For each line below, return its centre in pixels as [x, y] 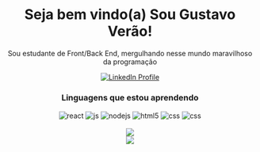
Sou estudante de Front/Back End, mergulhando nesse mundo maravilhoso [130, 53]
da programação [130, 62]
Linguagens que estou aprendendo [130, 97]
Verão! [130, 31]
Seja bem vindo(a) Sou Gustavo [130, 15]
